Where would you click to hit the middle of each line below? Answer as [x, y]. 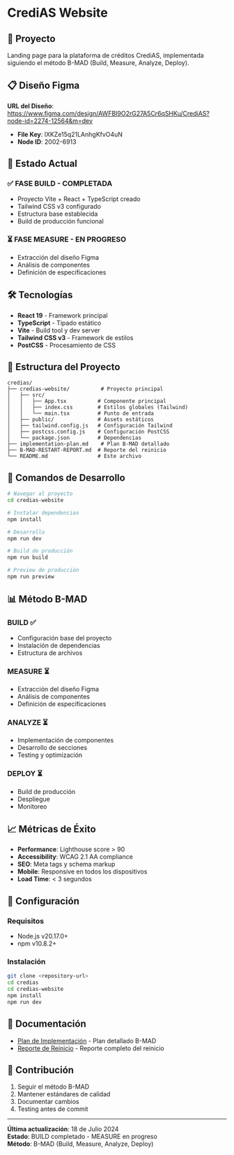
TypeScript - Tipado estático [59, 323]
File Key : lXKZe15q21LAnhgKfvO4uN [70, 134]
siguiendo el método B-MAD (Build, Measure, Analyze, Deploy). [98, 63]
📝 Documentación [47, 1024]
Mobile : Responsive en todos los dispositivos [82, 871]
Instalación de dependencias [59, 645]
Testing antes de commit [53, 1109]
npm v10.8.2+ [37, 943]
